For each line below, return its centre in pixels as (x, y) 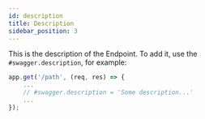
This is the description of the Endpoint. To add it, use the (103, 54)
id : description (36, 16)
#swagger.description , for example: (68, 62)
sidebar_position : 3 (43, 31)
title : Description (41, 23)
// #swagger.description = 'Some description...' (109, 93)
